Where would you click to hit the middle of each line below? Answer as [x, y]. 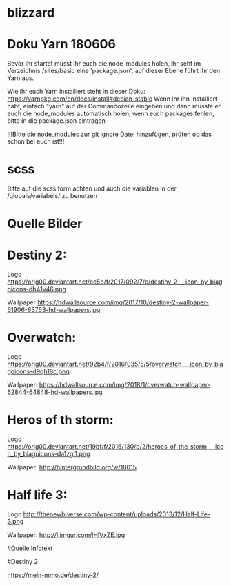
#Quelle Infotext [30, 548]
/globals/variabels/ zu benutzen [52, 196]
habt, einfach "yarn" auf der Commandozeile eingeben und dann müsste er [114, 106]
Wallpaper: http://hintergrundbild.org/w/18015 [72, 467]
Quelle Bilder [45, 224]
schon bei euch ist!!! [36, 141]
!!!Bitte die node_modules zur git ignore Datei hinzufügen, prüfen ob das [110, 134]
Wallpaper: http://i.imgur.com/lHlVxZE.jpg [66, 535]
